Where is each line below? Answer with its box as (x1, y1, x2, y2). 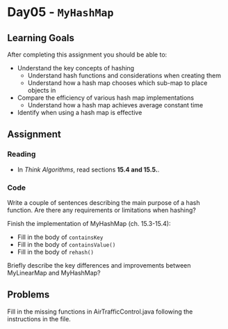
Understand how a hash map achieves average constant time (27, 101, 204, 109)
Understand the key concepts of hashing (17, 64, 134, 72)
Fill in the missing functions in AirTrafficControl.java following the (7, 307, 193, 316)
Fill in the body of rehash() (17, 247, 94, 256)
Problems (7, 289, 50, 300)
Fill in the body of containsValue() (17, 240, 116, 248)
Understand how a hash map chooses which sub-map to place (27, 79, 208, 87)
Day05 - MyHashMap (7, 4, 114, 20)
